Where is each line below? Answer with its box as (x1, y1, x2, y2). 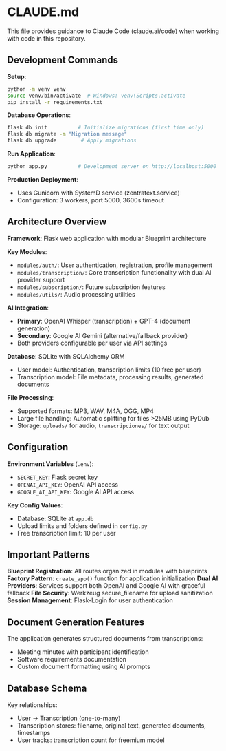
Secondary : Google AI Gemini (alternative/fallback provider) (16, 331, 188, 339)
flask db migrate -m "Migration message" (7, 131, 128, 138)
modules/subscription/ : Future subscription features (16, 283, 166, 291)
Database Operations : (7, 111, 71, 119)
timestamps (16, 728, 51, 737)
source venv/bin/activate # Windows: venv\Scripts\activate (7, 92, 186, 99)
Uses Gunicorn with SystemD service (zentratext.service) (16, 189, 180, 197)
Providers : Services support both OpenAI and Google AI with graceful (7, 582, 205, 590)
